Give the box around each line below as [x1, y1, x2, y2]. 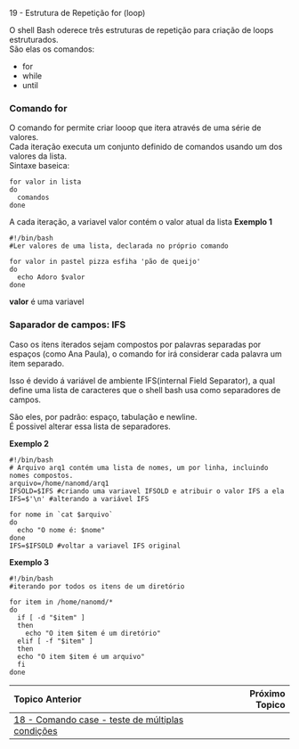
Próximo [248, 687, 286, 699]
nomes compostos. [9, 471, 74, 480]
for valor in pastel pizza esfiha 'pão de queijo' [9, 258, 201, 267]
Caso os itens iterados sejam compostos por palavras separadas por [9, 339, 262, 350]
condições [13, 724, 58, 737]
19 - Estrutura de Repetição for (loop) [9, 8, 146, 18]
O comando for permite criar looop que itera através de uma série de [9, 122, 262, 133]
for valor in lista [9, 177, 82, 186]
